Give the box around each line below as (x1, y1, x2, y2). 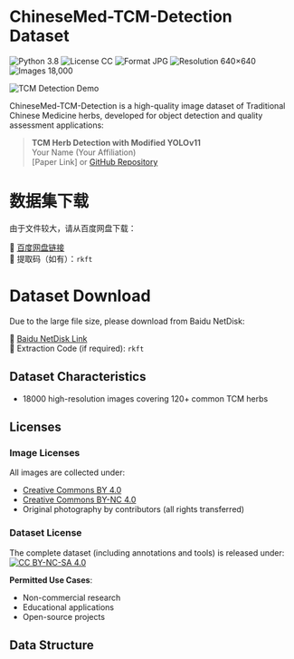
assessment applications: (9, 120, 104, 131)
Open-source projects (22, 611, 106, 622)
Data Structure (9, 637, 95, 653)
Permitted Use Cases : (9, 574, 93, 586)
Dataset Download (9, 286, 151, 306)
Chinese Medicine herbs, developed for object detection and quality (9, 110, 263, 121)
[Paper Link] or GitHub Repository (31, 156, 158, 167)
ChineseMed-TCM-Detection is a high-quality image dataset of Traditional (9, 100, 286, 111)
